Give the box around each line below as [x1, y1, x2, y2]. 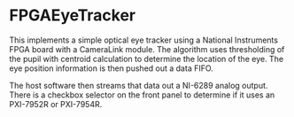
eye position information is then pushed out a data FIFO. [9, 63, 214, 74]
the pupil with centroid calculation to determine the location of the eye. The [9, 53, 284, 64]
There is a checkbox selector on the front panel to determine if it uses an [9, 90, 275, 100]
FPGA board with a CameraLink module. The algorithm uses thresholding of [9, 43, 285, 54]
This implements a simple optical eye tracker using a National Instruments [9, 35, 279, 45]
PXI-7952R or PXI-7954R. [9, 98, 103, 109]
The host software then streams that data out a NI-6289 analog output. [9, 80, 268, 90]
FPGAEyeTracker [9, 5, 136, 26]
